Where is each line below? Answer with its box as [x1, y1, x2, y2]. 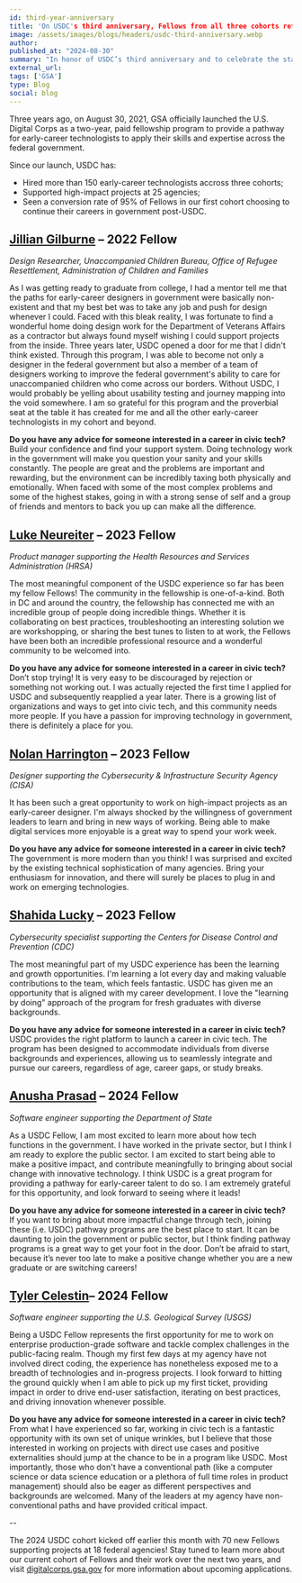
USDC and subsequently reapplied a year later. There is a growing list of [9, 691, 277, 703]
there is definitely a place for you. [9, 720, 134, 731]
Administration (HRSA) [9, 560, 93, 572]
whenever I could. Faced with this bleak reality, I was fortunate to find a [9, 312, 274, 323]
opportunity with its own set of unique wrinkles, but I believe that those [9, 1433, 272, 1444]
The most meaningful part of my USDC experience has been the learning [9, 959, 280, 969]
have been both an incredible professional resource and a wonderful [9, 636, 263, 647]
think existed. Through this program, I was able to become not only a [9, 350, 264, 360]
